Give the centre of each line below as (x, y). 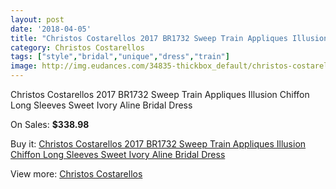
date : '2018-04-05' (51, 29)
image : (24, 66)
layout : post (37, 19)
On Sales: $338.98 (50, 124)
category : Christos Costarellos (77, 47)
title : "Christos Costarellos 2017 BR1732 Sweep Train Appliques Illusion (169, 38)
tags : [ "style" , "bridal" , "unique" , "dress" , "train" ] (120, 57)
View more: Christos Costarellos (76, 174)
